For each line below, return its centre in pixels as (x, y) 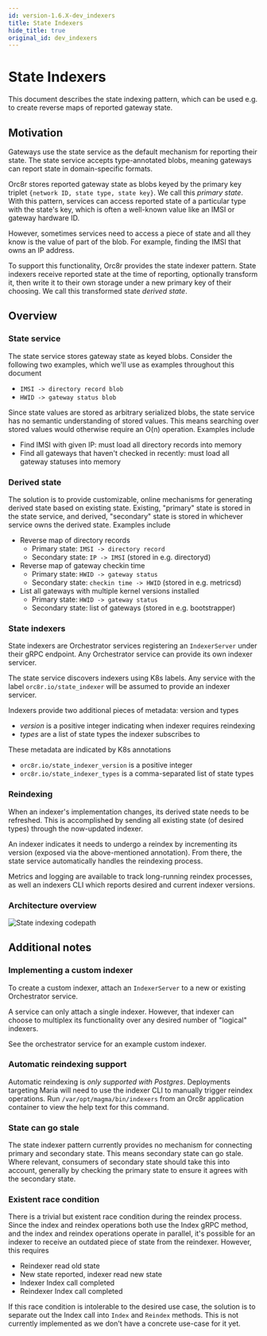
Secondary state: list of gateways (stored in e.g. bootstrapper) (133, 608)
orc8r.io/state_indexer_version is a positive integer (106, 765)
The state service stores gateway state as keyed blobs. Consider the (120, 356)
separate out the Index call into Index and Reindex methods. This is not (124, 1315)
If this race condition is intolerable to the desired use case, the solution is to (132, 1307)
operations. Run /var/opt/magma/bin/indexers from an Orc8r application (126, 1098)
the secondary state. (42, 1179)
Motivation (36, 132)
